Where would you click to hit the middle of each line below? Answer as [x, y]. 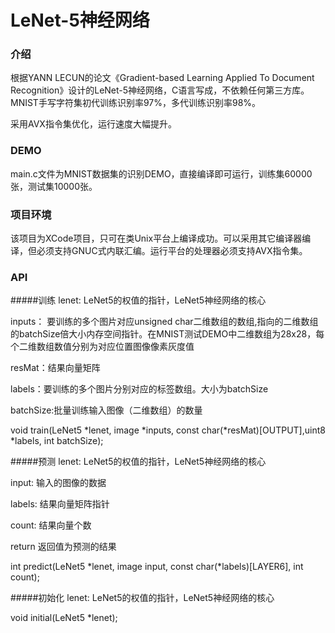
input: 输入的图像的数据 [58, 483]
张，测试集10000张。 [54, 186]
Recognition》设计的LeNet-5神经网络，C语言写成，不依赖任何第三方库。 [160, 90]
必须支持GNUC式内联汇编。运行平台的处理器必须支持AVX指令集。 [172, 251]
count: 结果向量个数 [51, 525]
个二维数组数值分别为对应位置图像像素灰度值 [102, 347]
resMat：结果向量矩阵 [55, 368]
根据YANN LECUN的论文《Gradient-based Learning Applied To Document [162, 78]
